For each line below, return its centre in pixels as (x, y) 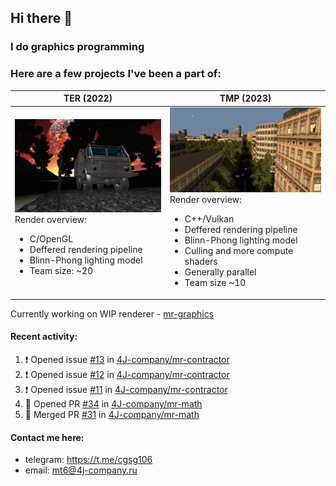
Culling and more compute (239, 251)
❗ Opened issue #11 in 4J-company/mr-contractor (126, 389)
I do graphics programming (77, 47)
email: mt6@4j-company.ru (81, 470)
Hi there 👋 (41, 18)
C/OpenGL (51, 239)
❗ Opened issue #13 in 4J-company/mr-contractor (127, 359)
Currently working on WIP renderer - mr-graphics (112, 313)
